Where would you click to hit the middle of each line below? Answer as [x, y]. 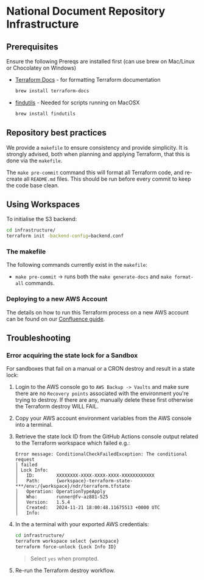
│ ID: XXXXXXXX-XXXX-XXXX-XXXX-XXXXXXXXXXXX [85, 476]
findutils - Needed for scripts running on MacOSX [77, 103]
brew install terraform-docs [52, 91]
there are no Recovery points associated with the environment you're [102, 393]
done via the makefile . [34, 161]
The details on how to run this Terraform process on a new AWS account [97, 312]
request [25, 460]
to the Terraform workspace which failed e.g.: [72, 443]
